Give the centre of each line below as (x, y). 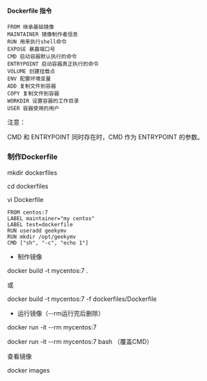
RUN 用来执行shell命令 (37, 42)
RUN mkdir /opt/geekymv (42, 237)
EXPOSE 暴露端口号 (31, 49)
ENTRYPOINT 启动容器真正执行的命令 (53, 64)
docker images (29, 370)
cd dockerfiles (28, 186)
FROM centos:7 (28, 212)
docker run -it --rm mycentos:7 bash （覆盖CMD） (80, 341)
